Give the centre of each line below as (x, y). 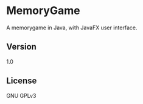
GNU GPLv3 (21, 95)
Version (21, 47)
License (22, 81)
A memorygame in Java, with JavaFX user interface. (72, 28)
